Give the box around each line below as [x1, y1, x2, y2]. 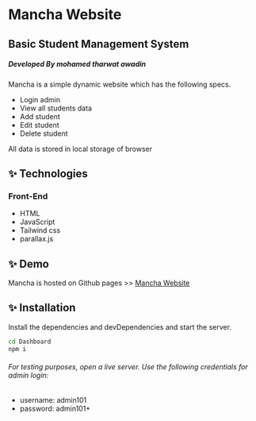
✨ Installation [8, 301, 76, 315]
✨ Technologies [8, 167, 89, 180]
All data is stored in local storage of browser [8, 144, 153, 153]
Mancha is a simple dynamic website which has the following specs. [8, 79, 231, 89]
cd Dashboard [8, 338, 52, 346]
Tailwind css [19, 226, 61, 235]
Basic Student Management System [8, 37, 189, 51]
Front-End [8, 191, 48, 202]
